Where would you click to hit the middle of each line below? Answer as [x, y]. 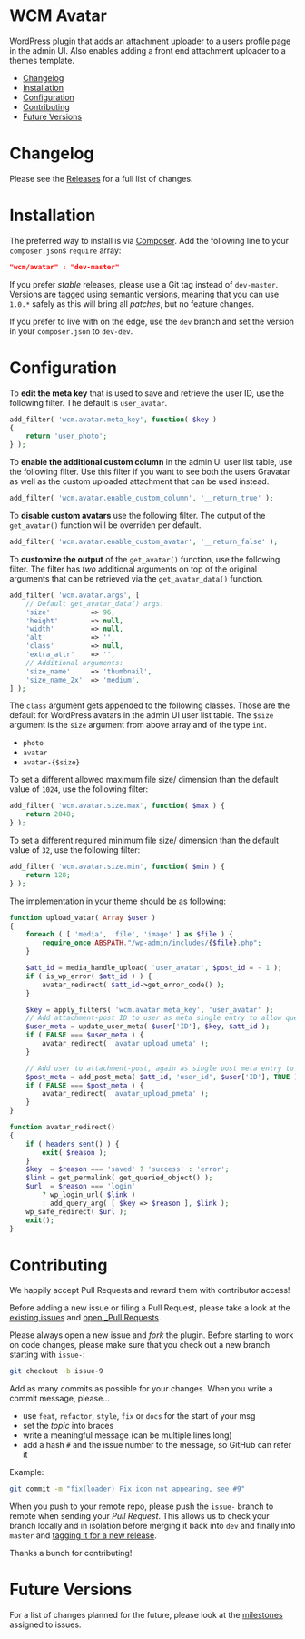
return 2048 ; [50, 814]
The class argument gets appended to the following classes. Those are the [150, 705]
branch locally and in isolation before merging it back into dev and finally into [152, 1526]
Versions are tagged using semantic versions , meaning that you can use [144, 294]
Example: [27, 1472]
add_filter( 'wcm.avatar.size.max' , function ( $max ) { [117, 806]
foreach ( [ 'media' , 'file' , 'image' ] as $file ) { [129, 935]
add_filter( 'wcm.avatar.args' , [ [75, 595]
